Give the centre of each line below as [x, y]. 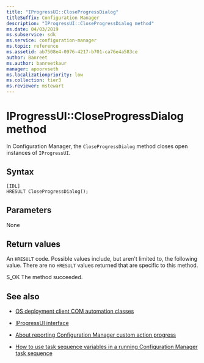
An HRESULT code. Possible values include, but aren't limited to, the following [102, 259]
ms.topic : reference [33, 47]
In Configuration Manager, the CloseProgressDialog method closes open [97, 146]
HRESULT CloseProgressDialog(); [47, 191]
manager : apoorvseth [33, 69]
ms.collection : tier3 [34, 80]
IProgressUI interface [42, 323]
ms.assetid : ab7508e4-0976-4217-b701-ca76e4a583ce [72, 52]
